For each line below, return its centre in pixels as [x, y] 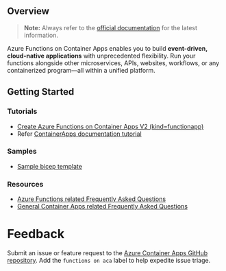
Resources [25, 184]
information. [41, 35]
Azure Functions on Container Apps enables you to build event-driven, [107, 48]
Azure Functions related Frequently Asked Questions [91, 199]
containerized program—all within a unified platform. [81, 70]
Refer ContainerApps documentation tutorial [79, 134]
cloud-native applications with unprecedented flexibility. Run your [101, 56]
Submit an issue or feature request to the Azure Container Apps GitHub [108, 253]
